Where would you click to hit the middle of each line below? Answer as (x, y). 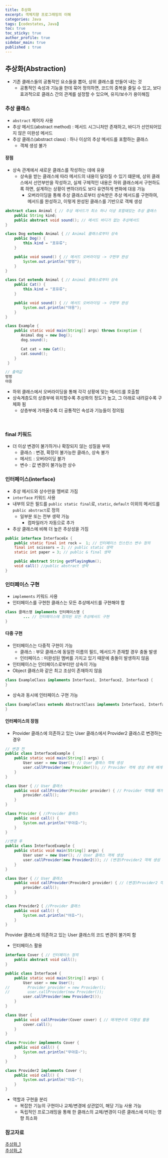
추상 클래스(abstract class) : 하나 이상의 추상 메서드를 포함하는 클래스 (80, 139)
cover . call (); (38, 1024)
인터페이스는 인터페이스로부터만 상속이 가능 (55, 664)
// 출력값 (14, 372)
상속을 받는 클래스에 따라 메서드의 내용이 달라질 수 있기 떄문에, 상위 (85, 176)
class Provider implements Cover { (42, 1043)
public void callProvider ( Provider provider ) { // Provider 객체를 (84, 790)
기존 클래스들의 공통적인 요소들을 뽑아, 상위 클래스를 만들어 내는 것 (77, 82)
